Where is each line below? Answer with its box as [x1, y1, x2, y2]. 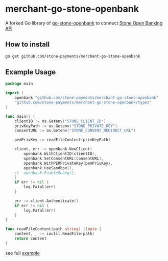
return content [14, 236, 47, 241]
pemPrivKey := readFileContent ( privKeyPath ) [14, 137, 111, 143]
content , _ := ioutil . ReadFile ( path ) [14, 231, 95, 237]
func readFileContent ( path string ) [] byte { [5, 226, 102, 232]
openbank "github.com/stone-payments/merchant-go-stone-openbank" [14, 95, 159, 100]
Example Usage [5, 68, 56, 76]
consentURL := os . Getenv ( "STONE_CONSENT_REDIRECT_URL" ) [14, 128, 136, 133]
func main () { [5, 114, 36, 119]
